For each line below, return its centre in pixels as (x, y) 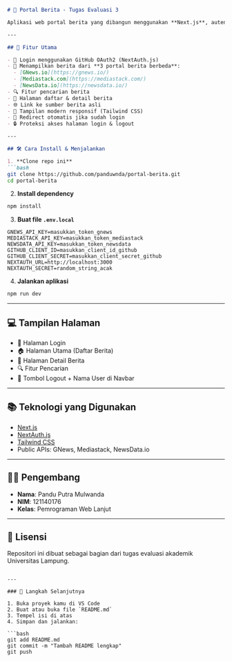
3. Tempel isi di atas (40, 616)
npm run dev (24, 294)
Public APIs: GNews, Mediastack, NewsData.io (83, 449)
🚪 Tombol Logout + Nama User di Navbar (76, 378)
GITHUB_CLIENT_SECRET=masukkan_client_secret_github (85, 256)
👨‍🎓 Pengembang (44, 477)
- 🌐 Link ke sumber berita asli (54, 105)
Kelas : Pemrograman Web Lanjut (64, 509)
